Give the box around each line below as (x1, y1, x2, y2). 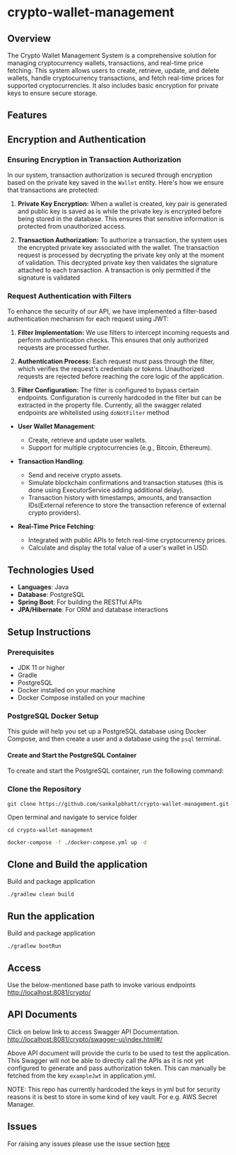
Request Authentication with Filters (7, 291, 132, 301)
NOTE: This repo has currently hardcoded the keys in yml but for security (7, 1085, 220, 1093)
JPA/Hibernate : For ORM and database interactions (17, 605, 168, 614)
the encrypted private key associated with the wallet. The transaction (17, 244, 219, 252)
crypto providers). (28, 508, 81, 517)
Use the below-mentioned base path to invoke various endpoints (7, 980, 196, 989)
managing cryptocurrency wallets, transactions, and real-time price (7, 59, 203, 67)
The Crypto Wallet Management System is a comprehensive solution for (7, 51, 217, 59)
